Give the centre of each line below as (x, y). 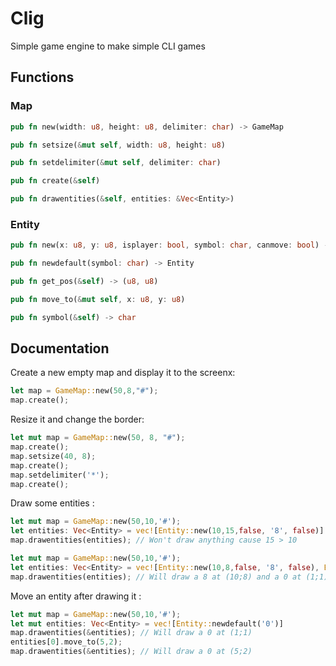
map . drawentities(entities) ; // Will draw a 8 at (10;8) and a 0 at (156, 577)
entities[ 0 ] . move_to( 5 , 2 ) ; (66, 642)
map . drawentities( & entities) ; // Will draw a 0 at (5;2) (131, 652)
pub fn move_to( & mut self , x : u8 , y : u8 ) (98, 299)
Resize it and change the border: (77, 419)
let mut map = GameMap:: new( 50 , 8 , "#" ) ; (98, 438)
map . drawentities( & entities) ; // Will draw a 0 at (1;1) (131, 633)
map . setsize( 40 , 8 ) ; (53, 456)
